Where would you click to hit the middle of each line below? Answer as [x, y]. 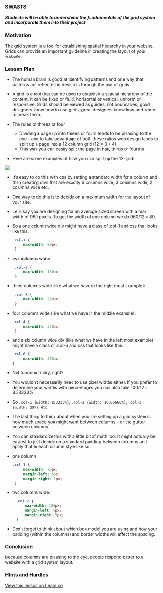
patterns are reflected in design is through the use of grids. [71, 84]
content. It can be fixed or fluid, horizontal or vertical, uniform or [76, 99]
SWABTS [16, 7]
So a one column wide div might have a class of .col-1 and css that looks [85, 226]
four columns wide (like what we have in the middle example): [74, 313]
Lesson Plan [20, 69]
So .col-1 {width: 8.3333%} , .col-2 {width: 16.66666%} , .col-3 [77, 402]
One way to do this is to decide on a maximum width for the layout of [81, 197]
